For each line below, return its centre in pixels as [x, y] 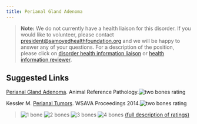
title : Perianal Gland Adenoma [44, 11]
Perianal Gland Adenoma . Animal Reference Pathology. [73, 92]
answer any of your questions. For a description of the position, [97, 47]
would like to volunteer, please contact [67, 34]
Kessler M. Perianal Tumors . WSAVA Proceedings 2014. [73, 103]
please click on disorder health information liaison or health [92, 53]
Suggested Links [38, 78]
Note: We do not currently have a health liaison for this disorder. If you [106, 28]
